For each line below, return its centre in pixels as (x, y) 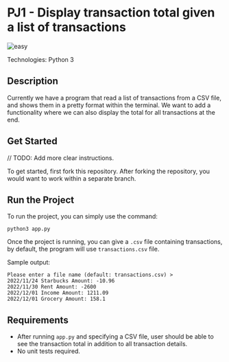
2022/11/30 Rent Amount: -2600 (52, 287)
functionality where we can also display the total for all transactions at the (111, 112)
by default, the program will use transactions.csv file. (83, 249)
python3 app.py (29, 229)
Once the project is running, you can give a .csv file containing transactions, (115, 242)
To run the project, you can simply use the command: (82, 216)
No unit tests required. (49, 351)
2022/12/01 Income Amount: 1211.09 (58, 293)
